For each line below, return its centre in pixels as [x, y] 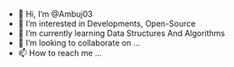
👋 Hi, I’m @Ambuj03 [55, 14]
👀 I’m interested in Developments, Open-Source [107, 24]
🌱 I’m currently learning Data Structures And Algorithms [122, 33]
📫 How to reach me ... [60, 53]
